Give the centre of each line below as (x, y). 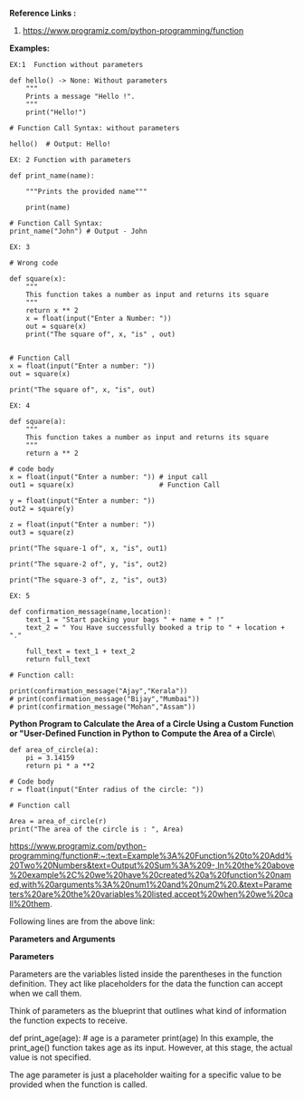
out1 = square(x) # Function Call (115, 485)
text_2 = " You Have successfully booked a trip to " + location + (155, 628)
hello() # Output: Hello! (60, 144)
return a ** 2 (52, 453)
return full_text (58, 660)
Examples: (29, 48)
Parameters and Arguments (62, 939)
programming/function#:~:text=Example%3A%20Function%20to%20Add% (151, 856)
